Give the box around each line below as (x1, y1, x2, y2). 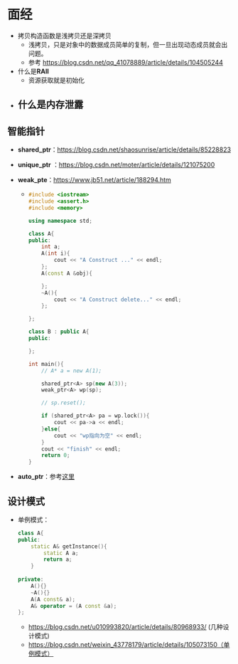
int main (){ (28, 360, 64, 367)
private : (17, 576, 44, 584)
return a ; (43, 556, 72, 563)
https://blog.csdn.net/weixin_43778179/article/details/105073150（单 (28, 641, 230, 649)
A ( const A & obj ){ (41, 270, 92, 277)
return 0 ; (41, 452, 70, 459)
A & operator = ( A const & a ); (31, 602, 117, 609)
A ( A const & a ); (31, 596, 76, 603)
